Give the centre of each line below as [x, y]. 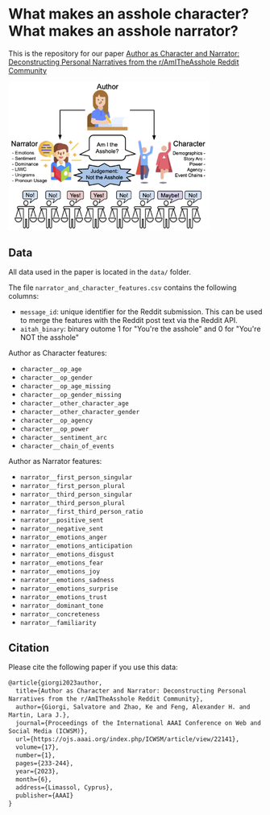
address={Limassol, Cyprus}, [64, 788]
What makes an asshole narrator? [124, 31]
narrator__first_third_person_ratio [81, 512]
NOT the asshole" [49, 337]
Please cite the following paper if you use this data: [93, 667]
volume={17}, [37, 747]
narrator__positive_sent [62, 520]
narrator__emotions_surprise [69, 589]
